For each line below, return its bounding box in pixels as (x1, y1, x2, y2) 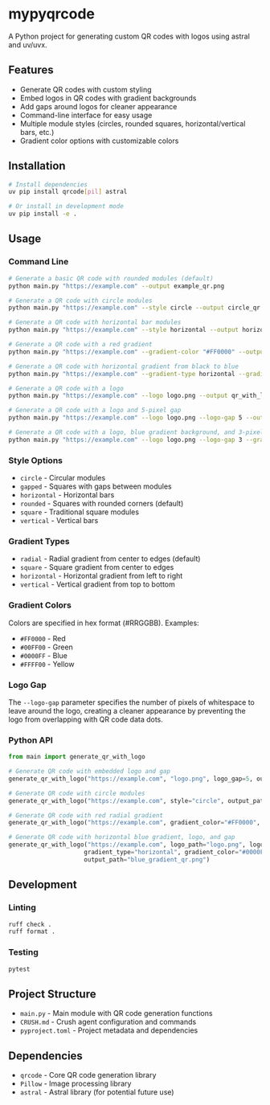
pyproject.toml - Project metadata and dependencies (19, 1025, 198, 1035)
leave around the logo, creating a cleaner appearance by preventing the (8, 706, 247, 715)
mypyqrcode (8, 5, 95, 23)
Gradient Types (8, 535, 70, 546)
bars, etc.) (19, 127, 55, 137)
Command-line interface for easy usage (19, 110, 153, 120)
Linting (8, 902, 36, 913)
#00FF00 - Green (19, 642, 74, 652)
